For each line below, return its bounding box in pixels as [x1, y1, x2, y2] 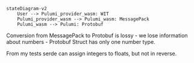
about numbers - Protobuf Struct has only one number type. [6, 38, 155, 45]
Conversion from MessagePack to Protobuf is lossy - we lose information [6, 32, 188, 39]
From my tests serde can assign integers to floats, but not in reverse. [6, 50, 177, 57]
